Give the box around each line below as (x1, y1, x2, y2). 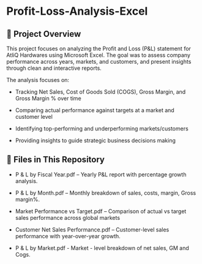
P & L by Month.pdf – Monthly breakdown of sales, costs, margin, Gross (15, 189, 196, 197)
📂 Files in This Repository (6, 154, 105, 165)
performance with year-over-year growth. (15, 232, 121, 239)
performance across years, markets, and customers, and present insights (6, 58, 192, 65)
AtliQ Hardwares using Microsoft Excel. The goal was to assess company (6, 51, 191, 59)
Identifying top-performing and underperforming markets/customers (15, 125, 189, 132)
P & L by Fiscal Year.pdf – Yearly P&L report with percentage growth (15, 170, 187, 178)
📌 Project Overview (6, 29, 81, 39)
